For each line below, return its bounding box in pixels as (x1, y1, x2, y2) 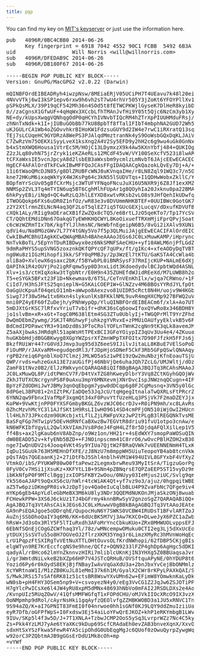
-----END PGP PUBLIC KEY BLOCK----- (6, 644, 113, 651)
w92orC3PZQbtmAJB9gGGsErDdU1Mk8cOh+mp (6, 632, 120, 639)
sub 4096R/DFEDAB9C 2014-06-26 (6, 54, 104, 61)
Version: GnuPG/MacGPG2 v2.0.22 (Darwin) (6, 78, 129, 85)
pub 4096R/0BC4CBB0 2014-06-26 (6, 36, 104, 43)
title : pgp (6, 8, 33, 15)
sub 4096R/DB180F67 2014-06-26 (6, 60, 104, 67)
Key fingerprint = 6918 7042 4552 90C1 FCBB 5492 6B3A (24, 42, 192, 49)
